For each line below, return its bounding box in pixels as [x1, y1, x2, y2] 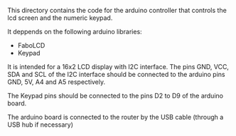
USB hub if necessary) [7, 120, 73, 129]
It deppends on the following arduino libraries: [7, 28, 142, 36]
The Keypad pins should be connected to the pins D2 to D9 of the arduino [7, 92, 224, 100]
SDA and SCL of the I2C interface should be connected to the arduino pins [7, 70, 225, 78]
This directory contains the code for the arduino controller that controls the [7, 6, 227, 14]
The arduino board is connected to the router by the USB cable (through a [7, 113, 224, 121]
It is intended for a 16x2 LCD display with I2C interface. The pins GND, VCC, [7, 63, 230, 70]
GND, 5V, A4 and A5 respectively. [7, 78, 106, 86]
